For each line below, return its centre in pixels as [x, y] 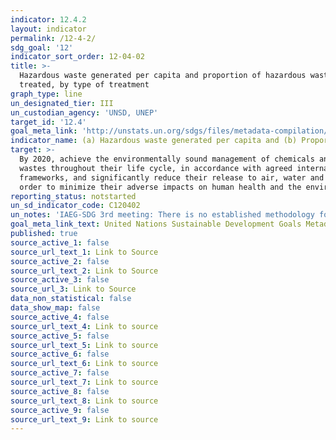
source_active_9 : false [60, 410]
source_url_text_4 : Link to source [84, 326]
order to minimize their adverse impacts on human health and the [160, 187]
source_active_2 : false [60, 261]
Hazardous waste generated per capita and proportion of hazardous [163, 76]
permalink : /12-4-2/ [53, 38]
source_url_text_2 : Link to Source [84, 271]
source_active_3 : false [60, 280]
